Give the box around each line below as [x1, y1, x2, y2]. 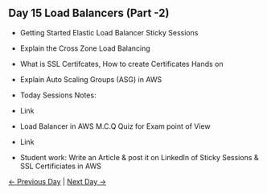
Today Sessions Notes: [19, 90, 97, 100]
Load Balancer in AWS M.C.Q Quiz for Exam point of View [19, 121, 211, 131]
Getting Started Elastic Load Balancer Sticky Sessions [19, 27, 199, 37]
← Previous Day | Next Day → [8, 176, 107, 186]
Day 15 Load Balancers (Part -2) [8, 6, 170, 20]
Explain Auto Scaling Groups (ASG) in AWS [19, 74, 162, 84]
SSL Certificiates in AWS [19, 161, 102, 171]
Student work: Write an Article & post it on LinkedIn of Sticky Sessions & [19, 152, 259, 162]
